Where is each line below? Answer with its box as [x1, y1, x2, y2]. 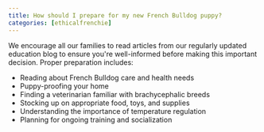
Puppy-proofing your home [19, 81, 109, 91]
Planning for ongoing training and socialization [19, 115, 173, 124]
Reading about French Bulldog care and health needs [19, 73, 195, 82]
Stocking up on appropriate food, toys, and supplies [19, 98, 190, 107]
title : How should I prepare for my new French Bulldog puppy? [8, 11, 223, 20]
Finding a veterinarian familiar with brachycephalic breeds [19, 89, 211, 99]
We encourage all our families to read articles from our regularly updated [8, 40, 247, 50]
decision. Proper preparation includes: [8, 57, 134, 67]
